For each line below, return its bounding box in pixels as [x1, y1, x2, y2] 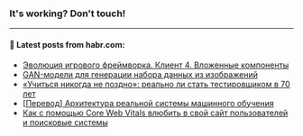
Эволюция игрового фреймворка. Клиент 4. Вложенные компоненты [22, 59, 289, 70]
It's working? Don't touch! [9, 7, 126, 20]
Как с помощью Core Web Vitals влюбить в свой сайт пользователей [22, 107, 289, 118]
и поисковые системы [22, 116, 108, 128]
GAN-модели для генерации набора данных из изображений [22, 68, 259, 79]
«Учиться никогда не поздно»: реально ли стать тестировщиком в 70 [22, 78, 290, 89]
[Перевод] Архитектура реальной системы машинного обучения [22, 97, 274, 108]
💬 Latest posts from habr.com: [9, 39, 125, 50]
